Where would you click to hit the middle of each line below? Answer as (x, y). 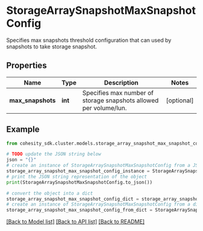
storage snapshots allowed (121, 100)
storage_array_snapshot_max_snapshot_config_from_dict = (79, 210)
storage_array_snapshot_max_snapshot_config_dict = (72, 199)
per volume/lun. (105, 108)
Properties (27, 66)
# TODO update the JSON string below (54, 154)
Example (23, 130)
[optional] (180, 100)
